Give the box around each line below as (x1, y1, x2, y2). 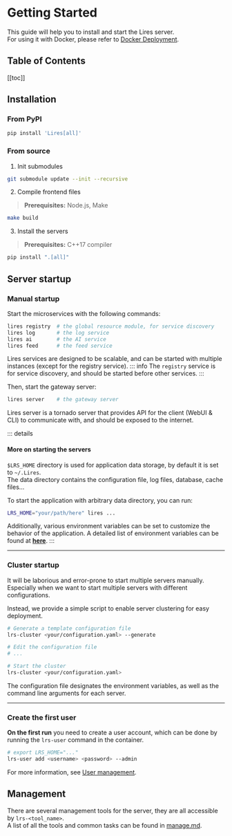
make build (7, 214, 39, 222)
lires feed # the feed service (7, 342, 113, 349)
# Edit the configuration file (7, 644, 97, 651)
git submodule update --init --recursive (7, 175, 128, 183)
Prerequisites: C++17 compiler (23, 241, 113, 249)
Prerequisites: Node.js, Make (23, 201, 108, 210)
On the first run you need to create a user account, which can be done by (7, 728, 217, 737)
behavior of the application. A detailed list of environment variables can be (7, 529, 220, 537)
